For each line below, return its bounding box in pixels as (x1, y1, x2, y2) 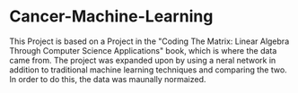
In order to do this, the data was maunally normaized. (9, 73, 206, 84)
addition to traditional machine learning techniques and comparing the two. (9, 64, 287, 75)
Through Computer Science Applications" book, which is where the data (9, 45, 277, 55)
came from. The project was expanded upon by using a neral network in (9, 55, 276, 65)
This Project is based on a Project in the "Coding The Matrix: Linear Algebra (9, 36, 290, 46)
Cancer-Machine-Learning (9, 6, 214, 27)
